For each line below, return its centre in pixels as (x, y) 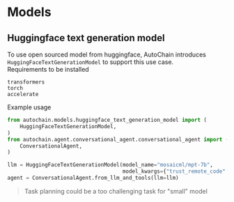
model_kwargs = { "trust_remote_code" (174, 171)
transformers (26, 82)
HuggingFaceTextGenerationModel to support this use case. (91, 62)
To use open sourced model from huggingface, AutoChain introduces (107, 54)
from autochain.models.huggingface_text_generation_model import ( (107, 120)
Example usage (29, 107)
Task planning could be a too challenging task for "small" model (116, 191)
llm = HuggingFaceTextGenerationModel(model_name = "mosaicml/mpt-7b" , (110, 165)
